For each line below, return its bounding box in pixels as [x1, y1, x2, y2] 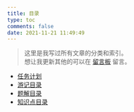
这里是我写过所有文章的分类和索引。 [23, 49, 128, 57]
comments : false [7, 23, 54, 30]
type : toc [7, 16, 36, 23]
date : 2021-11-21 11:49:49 [7, 29, 85, 36]
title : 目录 [7, 10, 39, 17]
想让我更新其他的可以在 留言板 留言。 [23, 58, 131, 66]
